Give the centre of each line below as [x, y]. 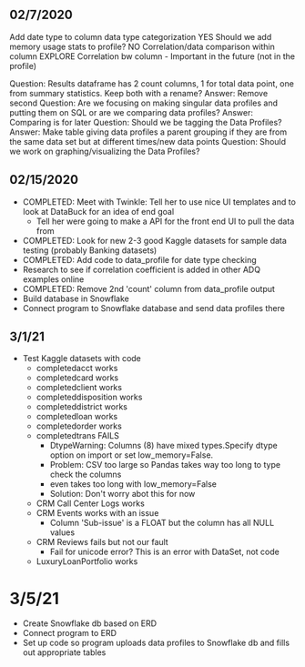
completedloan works [77, 417]
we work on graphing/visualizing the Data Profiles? [105, 151]
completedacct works [77, 369]
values [62, 532]
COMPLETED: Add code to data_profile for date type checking [139, 259]
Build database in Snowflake [76, 298]
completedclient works [79, 388]
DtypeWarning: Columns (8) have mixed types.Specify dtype [163, 446]
